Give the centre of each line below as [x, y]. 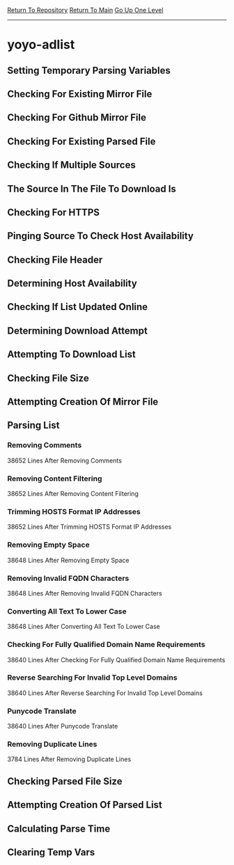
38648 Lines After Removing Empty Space [68, 560]
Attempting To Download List [71, 354]
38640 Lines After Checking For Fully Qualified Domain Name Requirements [116, 660]
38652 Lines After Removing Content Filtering [73, 494]
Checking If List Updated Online [78, 307]
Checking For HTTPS [53, 212]
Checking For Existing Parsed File [81, 141]
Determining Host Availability [72, 284]
